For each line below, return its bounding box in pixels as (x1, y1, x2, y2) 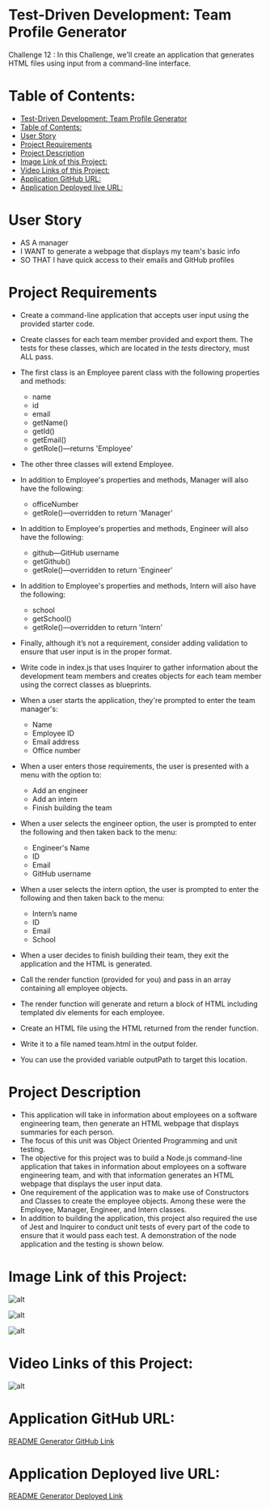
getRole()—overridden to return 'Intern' (32, 622, 163, 632)
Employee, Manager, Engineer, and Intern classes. (19, 1204, 188, 1214)
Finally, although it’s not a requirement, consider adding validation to (19, 638, 248, 648)
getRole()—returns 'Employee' (32, 444, 133, 453)
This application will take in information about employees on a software (19, 1109, 257, 1120)
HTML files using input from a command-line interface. (8, 58, 192, 68)
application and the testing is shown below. (19, 1239, 164, 1249)
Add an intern (32, 794, 78, 804)
